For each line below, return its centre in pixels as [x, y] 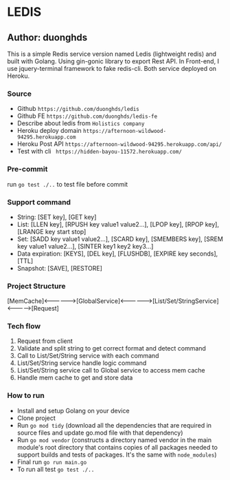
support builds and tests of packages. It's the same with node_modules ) [117, 455]
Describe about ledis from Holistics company [81, 123]
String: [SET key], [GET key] [57, 217]
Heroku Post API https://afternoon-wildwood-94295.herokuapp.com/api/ [119, 144]
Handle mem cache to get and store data [75, 378]
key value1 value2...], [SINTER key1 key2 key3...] [85, 246]
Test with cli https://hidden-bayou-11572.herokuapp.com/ [99, 152]
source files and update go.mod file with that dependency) [100, 432]
